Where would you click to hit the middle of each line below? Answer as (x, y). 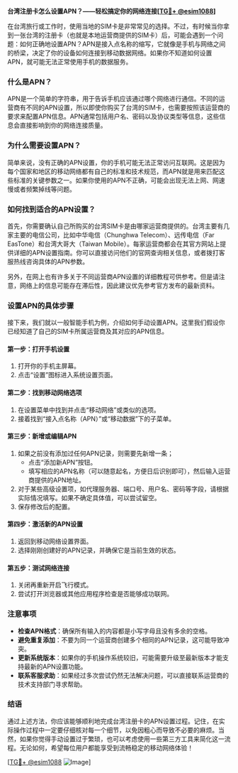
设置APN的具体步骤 (41, 306)
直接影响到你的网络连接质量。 (63, 125)
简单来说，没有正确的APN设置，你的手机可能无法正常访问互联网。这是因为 (116, 162)
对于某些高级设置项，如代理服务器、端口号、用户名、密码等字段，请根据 (123, 489)
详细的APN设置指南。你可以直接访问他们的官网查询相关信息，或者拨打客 (119, 252)
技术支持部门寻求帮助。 (52, 684)
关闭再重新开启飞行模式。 (55, 585)
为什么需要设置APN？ (44, 146)
